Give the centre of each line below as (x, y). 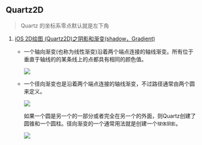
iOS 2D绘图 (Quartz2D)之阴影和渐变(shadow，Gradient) (85, 39)
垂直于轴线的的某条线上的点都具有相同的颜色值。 (85, 59)
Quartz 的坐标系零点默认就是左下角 (65, 25)
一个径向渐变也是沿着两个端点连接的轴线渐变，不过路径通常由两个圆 (109, 84)
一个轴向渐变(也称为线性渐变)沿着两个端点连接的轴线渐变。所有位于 (108, 51)
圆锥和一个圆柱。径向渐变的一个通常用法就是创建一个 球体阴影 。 (102, 123)
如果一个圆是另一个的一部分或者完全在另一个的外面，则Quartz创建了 (110, 116)
